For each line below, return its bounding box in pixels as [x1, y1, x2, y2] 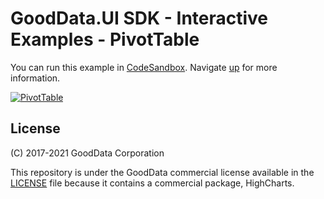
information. [10, 72, 61, 84]
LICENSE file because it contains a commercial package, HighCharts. [10, 177, 295, 189]
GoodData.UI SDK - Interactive [10, 7, 269, 30]
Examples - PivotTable [10, 28, 200, 51]
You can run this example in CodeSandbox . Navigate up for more [10, 61, 278, 73]
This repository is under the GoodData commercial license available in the [10, 166, 315, 178]
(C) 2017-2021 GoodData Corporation [10, 147, 165, 159]
